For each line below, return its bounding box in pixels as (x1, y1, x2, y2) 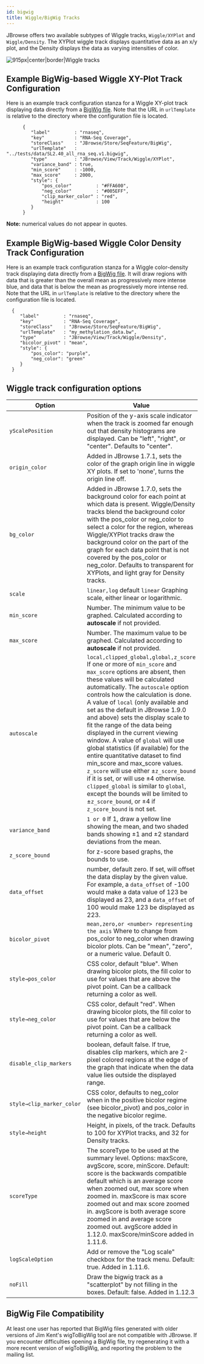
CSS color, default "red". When (87, 999, 175, 1008)
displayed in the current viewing (87, 728, 178, 737)
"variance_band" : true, (30, 162, 94, 168)
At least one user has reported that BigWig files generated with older (6, 1324, 178, 1332)
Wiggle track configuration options (6, 383, 141, 393)
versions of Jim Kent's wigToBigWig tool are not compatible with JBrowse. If (6, 1331, 197, 1338)
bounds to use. (87, 855, 129, 863)
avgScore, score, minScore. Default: (87, 1161, 189, 1169)
